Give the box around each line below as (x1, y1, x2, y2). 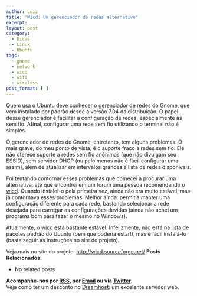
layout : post (6, 25, 38, 31)
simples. (6, 126, 27, 134)
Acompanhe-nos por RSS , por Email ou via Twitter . (6, 277, 133, 284)
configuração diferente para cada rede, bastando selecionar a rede (6, 200, 169, 207)
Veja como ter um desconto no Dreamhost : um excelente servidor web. (6, 283, 179, 290)
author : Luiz (6, 8, 38, 15)
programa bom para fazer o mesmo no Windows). (6, 212, 127, 219)
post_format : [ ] (6, 86, 49, 92)
